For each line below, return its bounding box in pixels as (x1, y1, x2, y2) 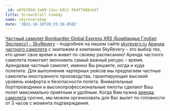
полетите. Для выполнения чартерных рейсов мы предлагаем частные (5, 68, 161, 74)
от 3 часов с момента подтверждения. (5, 100, 90, 106)
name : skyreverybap (5, 17, 47, 22)
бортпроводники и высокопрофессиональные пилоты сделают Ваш (5, 84, 154, 90)
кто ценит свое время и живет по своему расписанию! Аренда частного (5, 52, 164, 58)
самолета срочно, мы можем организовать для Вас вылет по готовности (5, 95, 165, 101)
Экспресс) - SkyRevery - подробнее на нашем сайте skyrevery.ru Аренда (5, 41, 164, 47)
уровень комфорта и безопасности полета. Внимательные (5, 79, 133, 85)
